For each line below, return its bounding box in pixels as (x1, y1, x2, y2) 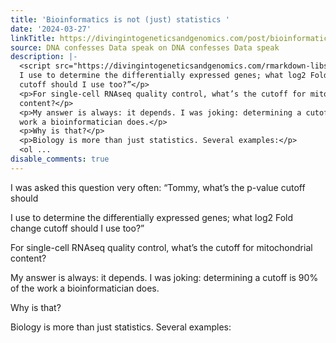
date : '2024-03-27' (10, 24, 92, 34)
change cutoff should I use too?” (10, 222, 145, 234)
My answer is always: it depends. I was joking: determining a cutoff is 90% (10, 271, 319, 283)
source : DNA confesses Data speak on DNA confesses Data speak (10, 42, 280, 53)
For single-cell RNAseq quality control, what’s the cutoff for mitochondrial (10, 241, 313, 253)
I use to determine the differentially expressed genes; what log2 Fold (10, 211, 294, 223)
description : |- (10, 52, 78, 62)
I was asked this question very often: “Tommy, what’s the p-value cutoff (10, 181, 306, 193)
